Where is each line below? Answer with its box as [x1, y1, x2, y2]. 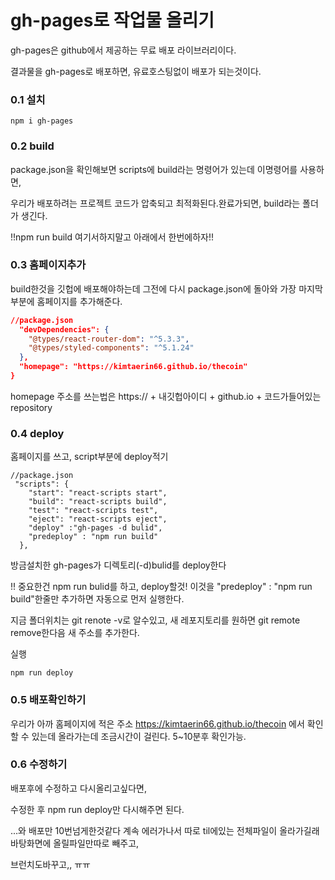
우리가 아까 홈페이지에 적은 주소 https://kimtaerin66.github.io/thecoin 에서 [10, 717, 305, 730]
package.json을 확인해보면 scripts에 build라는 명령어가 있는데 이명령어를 [10, 163, 298, 175]
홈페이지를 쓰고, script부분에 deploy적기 [10, 451, 169, 463]
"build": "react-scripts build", [28, 497, 168, 507]
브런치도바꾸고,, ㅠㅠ [10, 858, 91, 870]
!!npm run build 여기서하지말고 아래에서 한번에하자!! [10, 231, 215, 243]
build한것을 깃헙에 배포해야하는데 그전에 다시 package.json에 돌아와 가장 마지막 [10, 282, 323, 295]
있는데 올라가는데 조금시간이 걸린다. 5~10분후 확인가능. [31, 730, 247, 742]
